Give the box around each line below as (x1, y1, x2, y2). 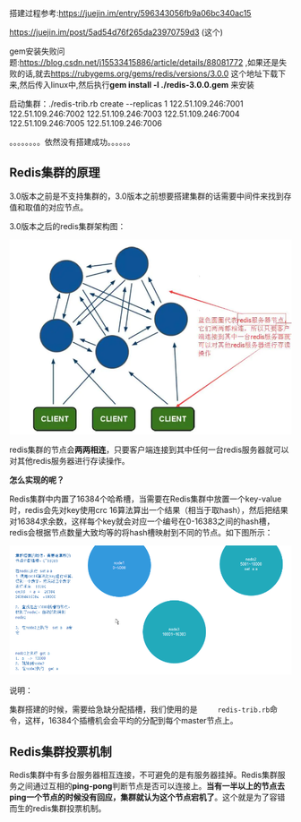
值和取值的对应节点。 (9, 201, 88, 212)
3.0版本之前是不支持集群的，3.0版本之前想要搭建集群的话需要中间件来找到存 (9, 191, 292, 201)
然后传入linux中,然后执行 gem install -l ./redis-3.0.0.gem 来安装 (19, 80, 255, 90)
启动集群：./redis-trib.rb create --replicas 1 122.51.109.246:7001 (9, 98, 244, 109)
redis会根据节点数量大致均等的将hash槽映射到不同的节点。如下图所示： (9, 527, 273, 537)
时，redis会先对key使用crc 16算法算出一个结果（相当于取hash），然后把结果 (9, 504, 288, 515)
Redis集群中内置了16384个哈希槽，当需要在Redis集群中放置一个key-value (9, 493, 282, 504)
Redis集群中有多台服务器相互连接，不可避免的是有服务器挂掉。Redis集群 (9, 769, 278, 780)
